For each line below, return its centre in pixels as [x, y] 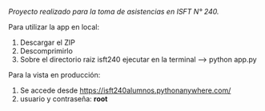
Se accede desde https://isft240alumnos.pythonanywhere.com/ [125, 90]
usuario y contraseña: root [64, 99]
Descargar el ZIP [48, 42]
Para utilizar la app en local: [54, 27]
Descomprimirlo [46, 51]
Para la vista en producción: [54, 75]
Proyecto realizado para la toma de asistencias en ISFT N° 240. [114, 12]
